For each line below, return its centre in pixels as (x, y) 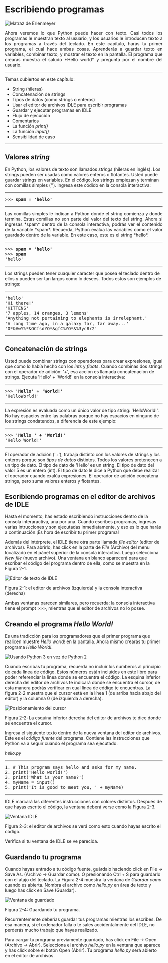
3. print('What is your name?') (45, 777)
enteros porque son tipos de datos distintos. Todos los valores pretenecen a (84, 460)
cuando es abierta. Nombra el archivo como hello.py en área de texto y (78, 885)
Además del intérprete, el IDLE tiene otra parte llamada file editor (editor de (82, 542)
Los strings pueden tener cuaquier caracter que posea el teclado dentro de (82, 273)
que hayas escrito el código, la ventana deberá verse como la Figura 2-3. (80, 807)
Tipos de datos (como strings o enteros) (54, 99)
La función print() (30, 126)
